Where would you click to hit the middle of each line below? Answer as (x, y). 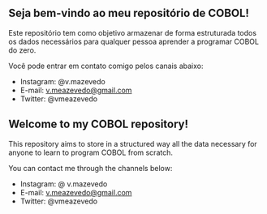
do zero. (22, 50)
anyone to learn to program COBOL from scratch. (90, 152)
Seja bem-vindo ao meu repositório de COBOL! (129, 13)
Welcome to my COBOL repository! (99, 124)
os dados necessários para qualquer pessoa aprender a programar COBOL (134, 41)
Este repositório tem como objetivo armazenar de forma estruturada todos (133, 32)
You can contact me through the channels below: (90, 168)
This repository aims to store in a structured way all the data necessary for (133, 143)
